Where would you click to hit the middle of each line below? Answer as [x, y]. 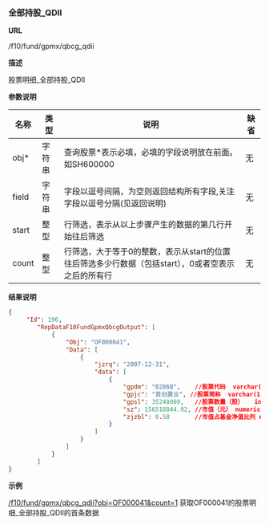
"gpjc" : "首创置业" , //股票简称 [172, 394]
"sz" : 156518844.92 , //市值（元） [177, 409]
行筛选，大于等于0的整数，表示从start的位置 [147, 252]
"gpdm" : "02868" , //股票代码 [175, 387]
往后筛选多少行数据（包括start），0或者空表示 [149, 264]
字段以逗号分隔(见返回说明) [115, 204]
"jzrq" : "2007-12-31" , [132, 364]
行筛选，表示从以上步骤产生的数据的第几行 [144, 225]
